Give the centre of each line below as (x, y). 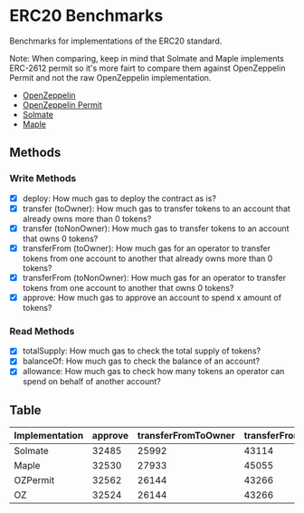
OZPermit (34, 480)
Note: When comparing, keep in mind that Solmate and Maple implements (147, 58)
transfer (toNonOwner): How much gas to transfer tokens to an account (156, 228)
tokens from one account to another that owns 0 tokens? (128, 287)
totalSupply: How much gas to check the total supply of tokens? (141, 351)
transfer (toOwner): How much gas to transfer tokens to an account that (157, 208)
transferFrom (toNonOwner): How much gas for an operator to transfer (154, 277)
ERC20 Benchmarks (86, 16)
